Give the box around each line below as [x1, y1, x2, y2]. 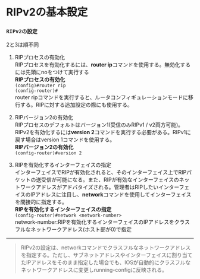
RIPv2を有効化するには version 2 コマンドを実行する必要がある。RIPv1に [14, 129, 192, 136]
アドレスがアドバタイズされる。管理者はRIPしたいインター [35, 183, 180, 191]
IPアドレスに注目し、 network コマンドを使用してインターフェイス [30, 191, 192, 198]
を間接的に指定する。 [14, 198, 67, 205]
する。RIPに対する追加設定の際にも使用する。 [20, 102, 133, 109]
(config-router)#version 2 [14, 150, 82, 156]
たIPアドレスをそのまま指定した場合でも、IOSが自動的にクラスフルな [20, 259, 191, 266]
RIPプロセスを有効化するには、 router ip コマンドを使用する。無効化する [14, 61, 191, 68]
